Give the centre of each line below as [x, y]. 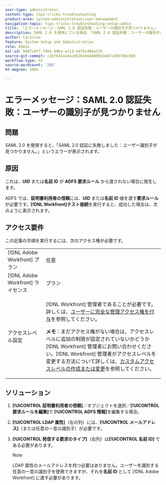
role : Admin [17, 47]
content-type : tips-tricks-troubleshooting [51, 14]
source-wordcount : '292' [31, 65]
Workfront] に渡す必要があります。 [47, 478]
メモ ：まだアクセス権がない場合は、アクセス [98, 331]
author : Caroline [23, 38]
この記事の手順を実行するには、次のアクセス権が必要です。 [65, 241]
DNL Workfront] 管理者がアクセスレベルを [108, 354]
